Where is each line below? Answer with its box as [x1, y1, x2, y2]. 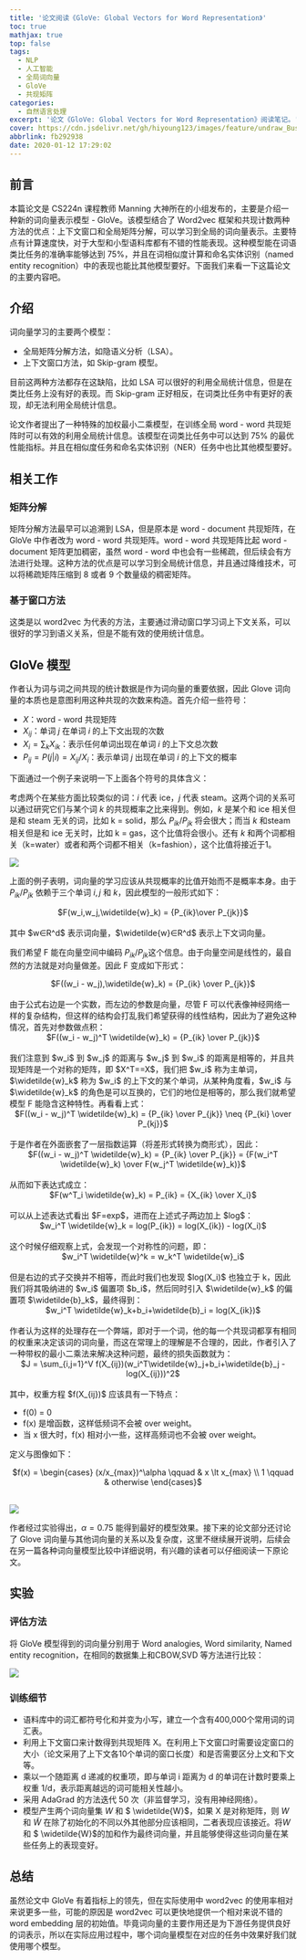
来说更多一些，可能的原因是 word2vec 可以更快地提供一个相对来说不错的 [9, 1906, 283, 1917]
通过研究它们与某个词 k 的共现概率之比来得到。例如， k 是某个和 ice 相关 [16, 803, 289, 814]
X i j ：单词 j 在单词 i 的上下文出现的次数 [22, 725, 165, 738]
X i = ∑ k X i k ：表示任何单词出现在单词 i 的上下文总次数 [22, 738, 219, 752]
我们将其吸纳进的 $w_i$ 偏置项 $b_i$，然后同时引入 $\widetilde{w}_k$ [9, 1282, 275, 1293]
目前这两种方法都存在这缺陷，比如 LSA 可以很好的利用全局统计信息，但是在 [9, 376, 293, 388]
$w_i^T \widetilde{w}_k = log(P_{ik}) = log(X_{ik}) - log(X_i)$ [39, 1220, 267, 1231]
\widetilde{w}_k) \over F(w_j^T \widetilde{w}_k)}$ [59, 1158, 247, 1169]
